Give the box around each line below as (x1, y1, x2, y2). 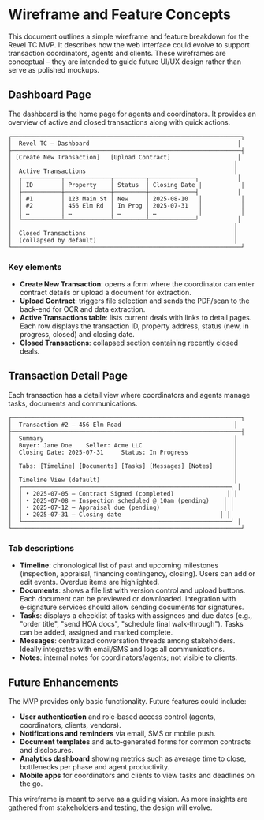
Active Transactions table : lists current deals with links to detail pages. (19, 313, 252, 323)
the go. (19, 779, 43, 788)
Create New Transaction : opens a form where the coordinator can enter (19, 279, 255, 289)
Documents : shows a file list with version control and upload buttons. (19, 586, 246, 595)
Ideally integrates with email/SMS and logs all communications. (19, 645, 225, 654)
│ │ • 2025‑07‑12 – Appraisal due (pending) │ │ (8, 504, 235, 511)
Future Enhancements (8, 676, 120, 689)
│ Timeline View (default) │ (8, 476, 238, 484)
